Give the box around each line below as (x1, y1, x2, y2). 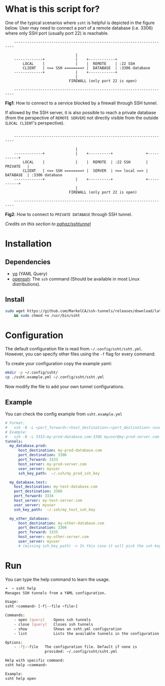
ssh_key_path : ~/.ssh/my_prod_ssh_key (18, 471, 100, 476)
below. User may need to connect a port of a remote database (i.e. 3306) (5, 25, 153, 31)
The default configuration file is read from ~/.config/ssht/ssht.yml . (5, 346, 143, 352)
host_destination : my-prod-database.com (18, 448, 102, 453)
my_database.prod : (9, 443, 48, 448)
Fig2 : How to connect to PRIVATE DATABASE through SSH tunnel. (5, 211, 133, 217)
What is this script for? (5, 3, 100, 15)
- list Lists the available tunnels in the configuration (14, 631, 160, 636)
